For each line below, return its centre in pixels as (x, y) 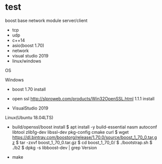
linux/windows (27, 61)
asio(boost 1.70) (28, 45)
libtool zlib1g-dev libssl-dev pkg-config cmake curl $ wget (70, 132)
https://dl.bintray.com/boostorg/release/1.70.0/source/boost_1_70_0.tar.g (84, 137)
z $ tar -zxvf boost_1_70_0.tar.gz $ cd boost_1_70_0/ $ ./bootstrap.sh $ (82, 142)
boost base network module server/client (46, 20)
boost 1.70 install (29, 89)
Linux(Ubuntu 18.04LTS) (29, 117)
